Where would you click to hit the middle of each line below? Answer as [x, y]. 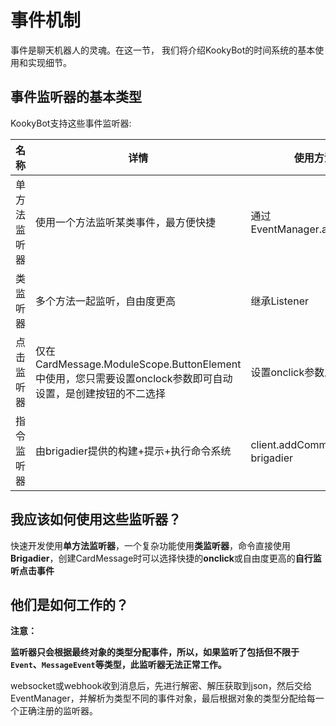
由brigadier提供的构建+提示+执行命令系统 [133, 451]
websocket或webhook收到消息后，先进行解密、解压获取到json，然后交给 [161, 686]
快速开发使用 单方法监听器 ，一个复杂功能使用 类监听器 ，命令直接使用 [150, 545]
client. [265, 444]
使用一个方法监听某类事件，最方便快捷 [126, 222]
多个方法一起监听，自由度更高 [106, 301]
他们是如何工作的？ [69, 604]
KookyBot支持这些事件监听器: [71, 123]
